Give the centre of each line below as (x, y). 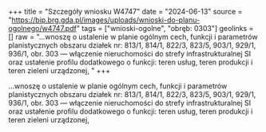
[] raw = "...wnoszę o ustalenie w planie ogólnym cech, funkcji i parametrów (133, 37)
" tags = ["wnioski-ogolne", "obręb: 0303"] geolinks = (165, 28)
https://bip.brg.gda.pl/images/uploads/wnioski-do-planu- (106, 20)
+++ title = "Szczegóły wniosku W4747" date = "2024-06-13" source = (125, 12)
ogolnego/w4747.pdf (43, 28)
